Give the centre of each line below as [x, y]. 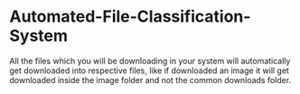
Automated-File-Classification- [130, 17]
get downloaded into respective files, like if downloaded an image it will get [149, 70]
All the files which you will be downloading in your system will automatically [150, 61]
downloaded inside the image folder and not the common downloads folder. [150, 80]
